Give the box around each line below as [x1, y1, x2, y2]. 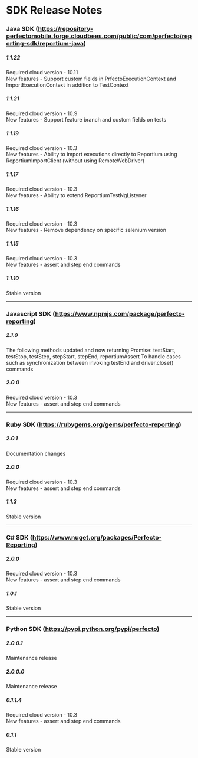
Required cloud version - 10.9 [6, 110, 78, 117]
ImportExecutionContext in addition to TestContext [6, 81, 129, 89]
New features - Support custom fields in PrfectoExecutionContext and [6, 75, 177, 83]
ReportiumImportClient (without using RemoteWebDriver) [6, 157, 145, 164]
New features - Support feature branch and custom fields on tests [6, 116, 167, 123]
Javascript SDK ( [6, 309, 55, 318]
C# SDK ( [6, 533, 33, 541]
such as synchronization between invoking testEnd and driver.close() [6, 359, 174, 366]
